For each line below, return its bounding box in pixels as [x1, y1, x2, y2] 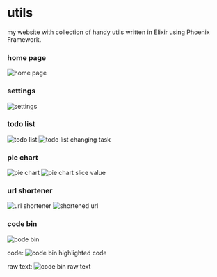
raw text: [7, 262, 33, 270]
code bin [7, 219, 38, 229]
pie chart [7, 152, 38, 162]
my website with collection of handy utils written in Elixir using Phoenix [7, 28, 210, 36]
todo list [7, 119, 36, 129]
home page [7, 52, 47, 62]
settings [7, 86, 36, 96]
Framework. [7, 35, 42, 43]
